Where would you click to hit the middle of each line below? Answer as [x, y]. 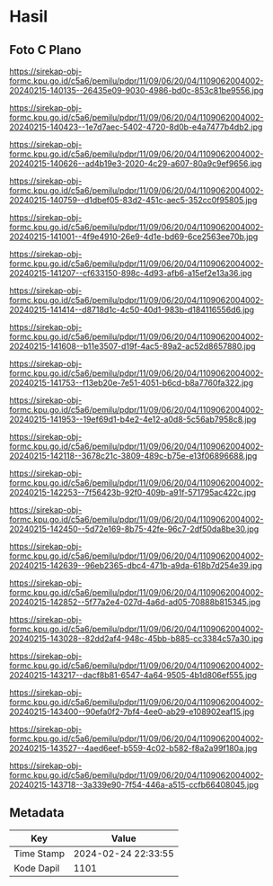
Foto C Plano [45, 50]
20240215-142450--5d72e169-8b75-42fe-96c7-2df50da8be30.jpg [134, 529]
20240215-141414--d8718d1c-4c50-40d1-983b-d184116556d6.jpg [132, 309]
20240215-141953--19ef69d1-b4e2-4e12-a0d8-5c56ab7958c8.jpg [133, 419]
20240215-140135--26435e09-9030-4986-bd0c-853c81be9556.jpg [136, 90]
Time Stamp [40, 854]
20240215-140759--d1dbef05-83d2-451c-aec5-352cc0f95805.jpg [133, 200]
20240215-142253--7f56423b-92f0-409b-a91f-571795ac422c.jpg [133, 492]
